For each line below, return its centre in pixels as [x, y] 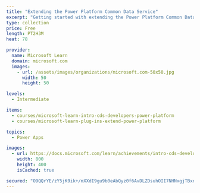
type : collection [28, 23]
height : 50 [35, 83]
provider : [18, 50]
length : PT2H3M [25, 34]
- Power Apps [28, 137]
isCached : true [36, 170]
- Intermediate [30, 99]
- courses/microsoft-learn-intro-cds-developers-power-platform [93, 116]
